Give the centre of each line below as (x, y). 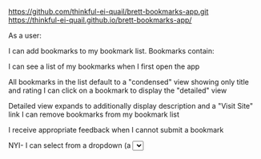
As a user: (25, 36)
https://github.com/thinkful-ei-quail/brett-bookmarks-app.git (108, 12)
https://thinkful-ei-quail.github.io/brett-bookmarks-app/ (100, 20)
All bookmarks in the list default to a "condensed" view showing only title (129, 82)
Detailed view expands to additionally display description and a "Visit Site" (131, 106)
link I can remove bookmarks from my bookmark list (94, 114)
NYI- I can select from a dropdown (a (70, 145)
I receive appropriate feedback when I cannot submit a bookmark (116, 130)
